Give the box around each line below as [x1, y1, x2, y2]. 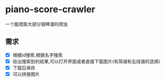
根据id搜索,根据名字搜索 [12, 52, 63, 58]
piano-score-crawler [5, 4, 96, 15]
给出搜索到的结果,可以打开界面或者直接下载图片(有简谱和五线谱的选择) [12, 58, 160, 64]
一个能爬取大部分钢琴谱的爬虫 [5, 21, 68, 27]
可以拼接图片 [12, 71, 40, 77]
